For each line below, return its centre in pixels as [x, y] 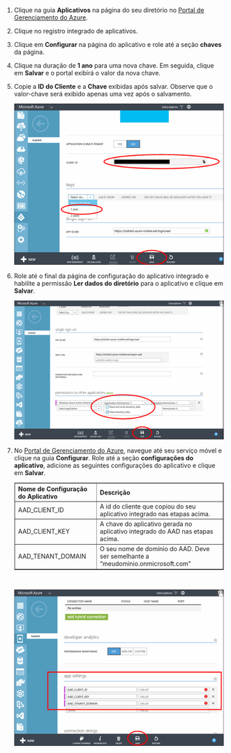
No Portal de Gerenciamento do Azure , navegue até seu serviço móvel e [118, 451]
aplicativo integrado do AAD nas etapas [157, 532]
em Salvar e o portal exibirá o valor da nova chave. [87, 73]
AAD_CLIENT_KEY [44, 532]
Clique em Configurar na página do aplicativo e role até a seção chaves [118, 44]
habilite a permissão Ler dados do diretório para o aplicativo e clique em [118, 283]
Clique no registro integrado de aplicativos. [76, 31]
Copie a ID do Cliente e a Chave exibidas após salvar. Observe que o [113, 86]
